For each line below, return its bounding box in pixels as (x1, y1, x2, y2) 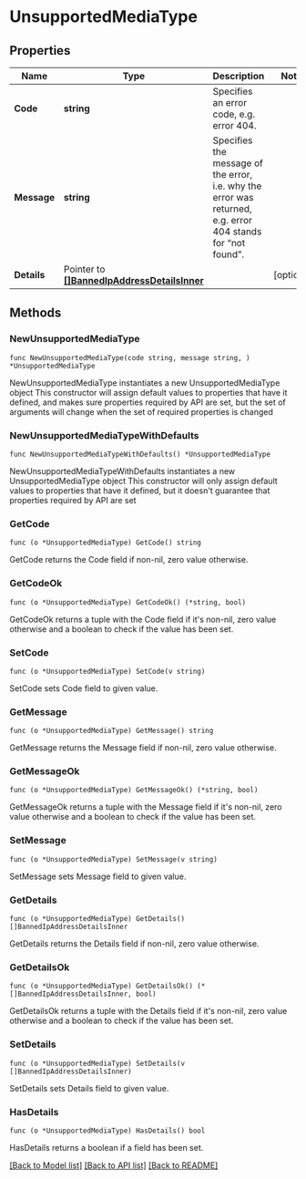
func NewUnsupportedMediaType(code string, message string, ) (9, 353, 250, 362)
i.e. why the (212, 180, 262, 192)
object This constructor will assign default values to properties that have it (9, 387, 288, 398)
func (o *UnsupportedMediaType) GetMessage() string (9, 727, 214, 736)
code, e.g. (212, 108, 256, 120)
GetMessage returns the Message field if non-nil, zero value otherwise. (9, 742, 277, 753)
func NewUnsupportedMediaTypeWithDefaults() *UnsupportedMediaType (9, 450, 271, 459)
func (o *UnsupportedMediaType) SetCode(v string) (9, 667, 206, 676)
